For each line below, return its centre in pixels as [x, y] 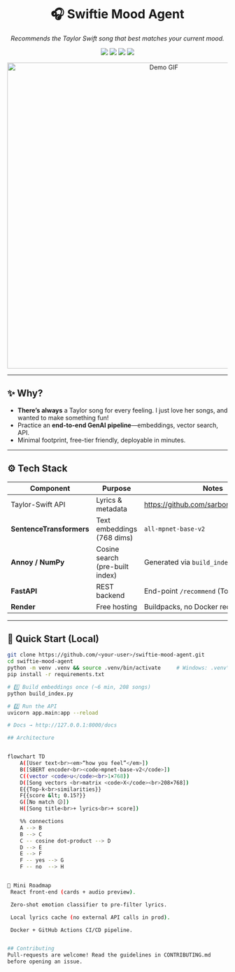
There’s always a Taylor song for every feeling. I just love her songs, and [122, 410]
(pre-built [113, 566]
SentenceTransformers [50, 529]
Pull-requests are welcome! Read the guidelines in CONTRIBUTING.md [109, 955]
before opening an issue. [45, 962]
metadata [112, 508]
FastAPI [24, 591]
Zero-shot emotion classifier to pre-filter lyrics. [89, 905]
